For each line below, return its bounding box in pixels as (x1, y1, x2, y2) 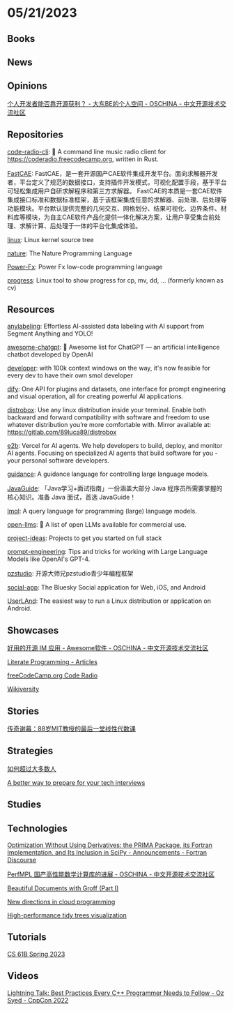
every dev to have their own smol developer (7, 371, 134, 380)
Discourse (7, 856, 37, 864)
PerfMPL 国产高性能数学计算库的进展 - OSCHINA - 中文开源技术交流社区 (7, 870, 215, 878)
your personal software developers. (7, 456, 109, 465)
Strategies (7, 745, 54, 757)
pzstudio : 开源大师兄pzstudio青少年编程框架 (7, 569, 134, 578)
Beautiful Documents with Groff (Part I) (7, 884, 119, 892)
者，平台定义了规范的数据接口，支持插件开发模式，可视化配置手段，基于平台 (7, 178, 227, 186)
